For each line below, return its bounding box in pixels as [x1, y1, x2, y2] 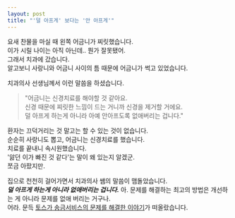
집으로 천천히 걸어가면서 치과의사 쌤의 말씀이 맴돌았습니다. [7, 176, 168, 185]
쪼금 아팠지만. [7, 162, 46, 170]
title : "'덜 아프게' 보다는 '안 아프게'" [7, 17, 115, 24]
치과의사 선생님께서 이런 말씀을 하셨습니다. [7, 78, 125, 87]
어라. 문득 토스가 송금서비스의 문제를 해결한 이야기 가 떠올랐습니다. [7, 202, 188, 212]
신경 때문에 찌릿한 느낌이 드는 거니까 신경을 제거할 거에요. [24, 102, 183, 111]
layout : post [7, 10, 46, 18]
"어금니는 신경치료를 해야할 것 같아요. [24, 93, 128, 102]
